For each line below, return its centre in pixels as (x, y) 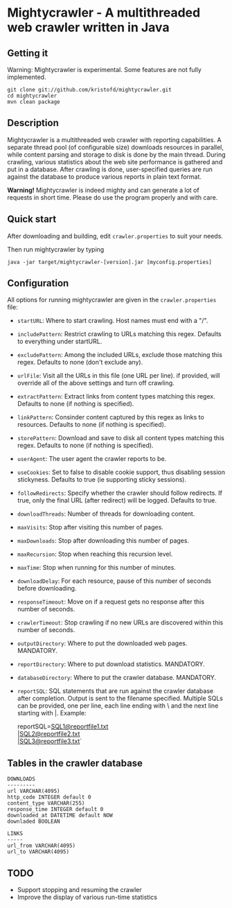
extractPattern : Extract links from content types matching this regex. (116, 396)
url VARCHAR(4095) (34, 792)
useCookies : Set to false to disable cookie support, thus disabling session (121, 472)
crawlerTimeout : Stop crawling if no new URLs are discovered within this (120, 622)
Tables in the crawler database (75, 763)
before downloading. (47, 588)
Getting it (28, 53)
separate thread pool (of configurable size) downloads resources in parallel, (115, 147)
